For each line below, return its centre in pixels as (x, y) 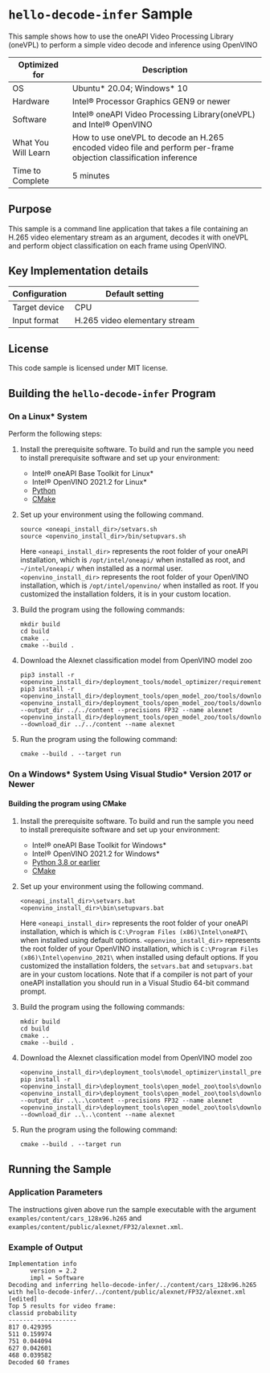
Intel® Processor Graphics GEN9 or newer (151, 101)
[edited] (23, 1299)
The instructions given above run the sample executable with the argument (132, 1209)
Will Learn (31, 152)
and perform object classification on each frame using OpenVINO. (117, 245)
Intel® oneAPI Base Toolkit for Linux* (93, 473)
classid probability (43, 1314)
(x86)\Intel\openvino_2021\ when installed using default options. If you (139, 957)
